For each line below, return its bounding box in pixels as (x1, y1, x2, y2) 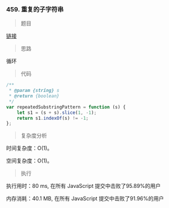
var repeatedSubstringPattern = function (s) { (6, 104, 126, 110)
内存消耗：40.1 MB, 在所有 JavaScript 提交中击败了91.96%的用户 (6, 195, 164, 202)
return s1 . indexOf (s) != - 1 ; (17, 115, 89, 121)
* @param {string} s (8, 88, 60, 94)
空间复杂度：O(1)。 (6, 157, 53, 164)
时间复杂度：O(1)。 (6, 145, 53, 152)
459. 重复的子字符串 (6, 5, 64, 13)
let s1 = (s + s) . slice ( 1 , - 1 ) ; (17, 110, 97, 116)
